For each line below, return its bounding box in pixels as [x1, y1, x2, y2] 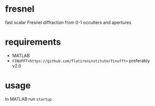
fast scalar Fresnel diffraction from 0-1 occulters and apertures [5, 19, 132, 25]
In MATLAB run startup [5, 96, 52, 102]
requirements [5, 36, 61, 48]
